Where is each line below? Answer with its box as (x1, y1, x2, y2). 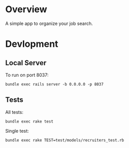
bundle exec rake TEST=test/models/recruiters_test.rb (5, 137, 124, 143)
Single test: (5, 128, 29, 134)
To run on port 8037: (5, 72, 49, 78)
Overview (5, 4, 47, 15)
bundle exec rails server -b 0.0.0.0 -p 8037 (5, 81, 104, 87)
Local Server (5, 58, 47, 67)
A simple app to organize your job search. (5, 20, 93, 26)
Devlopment (5, 38, 59, 50)
